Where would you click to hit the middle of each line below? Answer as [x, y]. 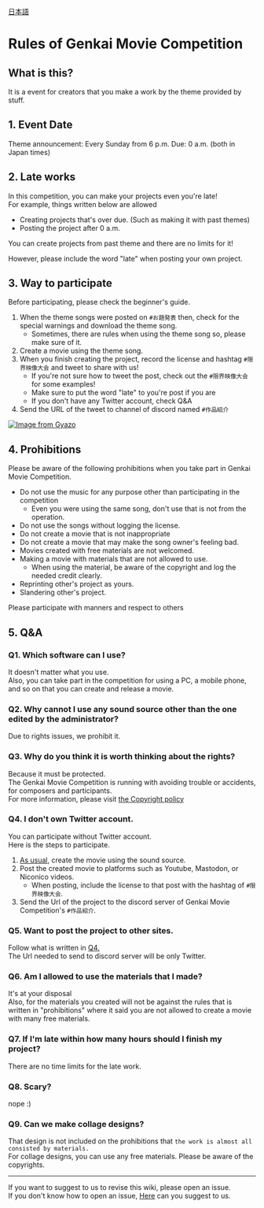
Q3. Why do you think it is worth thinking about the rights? [122, 757]
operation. [48, 517]
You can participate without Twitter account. [80, 836]
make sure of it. [57, 343]
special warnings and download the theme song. [98, 326]
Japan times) [29, 152]
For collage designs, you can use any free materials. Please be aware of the [131, 1157]
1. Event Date [40, 125]
